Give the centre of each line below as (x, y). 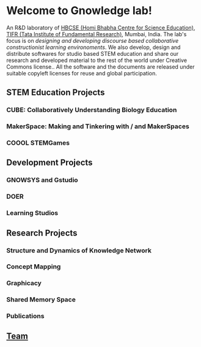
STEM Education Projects (56, 93)
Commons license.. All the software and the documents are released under (100, 67)
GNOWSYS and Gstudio (42, 180)
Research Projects (42, 233)
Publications (25, 316)
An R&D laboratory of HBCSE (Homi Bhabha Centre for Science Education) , (101, 28)
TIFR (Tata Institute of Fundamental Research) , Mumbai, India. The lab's (97, 34)
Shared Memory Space (41, 300)
